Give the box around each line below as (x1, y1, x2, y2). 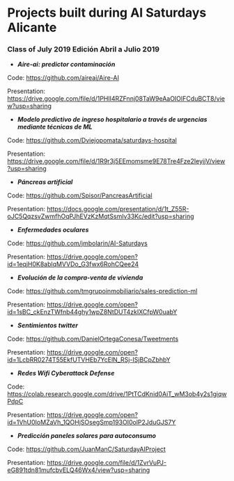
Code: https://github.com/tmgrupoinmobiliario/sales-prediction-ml (7, 287, 198, 295)
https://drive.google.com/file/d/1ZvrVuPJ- (47, 459, 167, 467)
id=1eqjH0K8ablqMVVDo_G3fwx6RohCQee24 (7, 260, 139, 268)
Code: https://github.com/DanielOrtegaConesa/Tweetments (7, 335, 179, 343)
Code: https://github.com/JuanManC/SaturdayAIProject (7, 445, 166, 453)
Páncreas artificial (17, 178, 73, 186)
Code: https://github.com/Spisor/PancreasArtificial (7, 191, 153, 199)
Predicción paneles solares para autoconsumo (17, 432, 157, 440)
